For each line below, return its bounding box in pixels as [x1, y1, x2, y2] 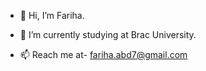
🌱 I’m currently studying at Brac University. [19, 29, 197, 40]
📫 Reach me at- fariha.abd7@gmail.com [19, 49, 188, 60]
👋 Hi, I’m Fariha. [19, 10, 85, 21]
